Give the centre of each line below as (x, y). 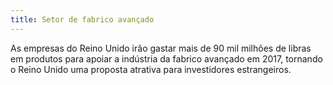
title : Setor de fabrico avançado (82, 19)
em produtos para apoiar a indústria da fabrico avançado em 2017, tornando (166, 58)
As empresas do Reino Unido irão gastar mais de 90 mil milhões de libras (161, 48)
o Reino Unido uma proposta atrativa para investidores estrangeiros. (151, 69)
